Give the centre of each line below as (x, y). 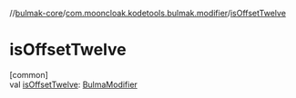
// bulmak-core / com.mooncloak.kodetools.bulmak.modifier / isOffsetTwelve (148, 13)
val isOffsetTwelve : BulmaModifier (74, 84)
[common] (29, 74)
